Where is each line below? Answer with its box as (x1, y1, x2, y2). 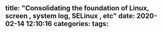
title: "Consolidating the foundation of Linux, (5, 4, 149, 12)
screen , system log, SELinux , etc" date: (5, 12, 135, 20)
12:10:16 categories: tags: (26, 19, 109, 28)
